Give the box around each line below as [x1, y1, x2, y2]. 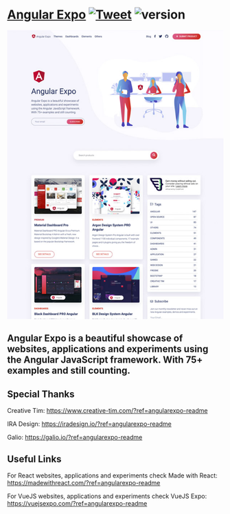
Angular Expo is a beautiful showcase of [7, 332, 183, 344]
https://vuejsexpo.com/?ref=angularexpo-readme [7, 499, 148, 507]
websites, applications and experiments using [7, 343, 209, 355]
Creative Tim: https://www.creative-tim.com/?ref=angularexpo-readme [7, 407, 208, 415]
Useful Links [7, 453, 62, 464]
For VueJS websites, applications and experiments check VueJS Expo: [7, 492, 207, 500]
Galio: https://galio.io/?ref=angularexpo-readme [7, 433, 143, 442]
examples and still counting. [7, 365, 130, 376]
